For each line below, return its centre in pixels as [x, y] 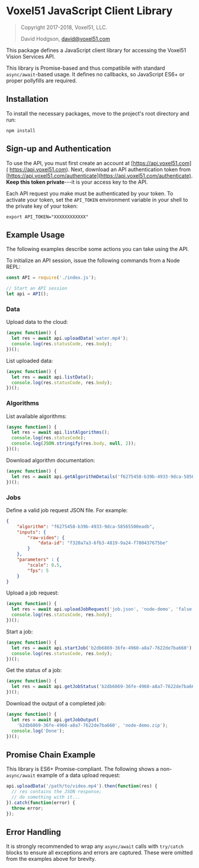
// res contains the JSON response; [57, 792]
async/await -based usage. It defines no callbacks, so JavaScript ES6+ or [95, 74]
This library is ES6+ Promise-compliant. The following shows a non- [89, 769]
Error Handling [33, 832]
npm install [21, 131]
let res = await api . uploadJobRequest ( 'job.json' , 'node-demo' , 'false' [103, 609]
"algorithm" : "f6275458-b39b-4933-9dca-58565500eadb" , [86, 526]
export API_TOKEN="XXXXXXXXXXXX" [47, 217]
